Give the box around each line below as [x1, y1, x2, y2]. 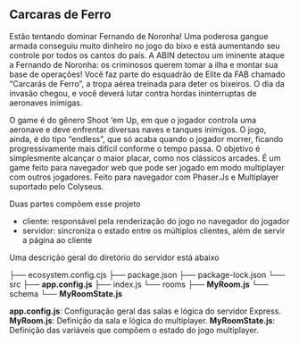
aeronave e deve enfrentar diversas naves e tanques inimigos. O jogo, [9, 124, 267, 135]
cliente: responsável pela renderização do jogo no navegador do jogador [21, 215, 290, 226]
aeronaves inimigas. [9, 97, 83, 108]
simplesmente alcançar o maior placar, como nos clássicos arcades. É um [9, 152, 281, 164]
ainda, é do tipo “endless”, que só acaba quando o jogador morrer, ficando [9, 133, 284, 144]
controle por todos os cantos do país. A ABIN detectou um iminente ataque [9, 49, 286, 61]
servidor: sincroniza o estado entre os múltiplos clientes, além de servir [21, 225, 286, 236]
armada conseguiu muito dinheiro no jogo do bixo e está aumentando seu [9, 40, 280, 51]
